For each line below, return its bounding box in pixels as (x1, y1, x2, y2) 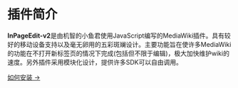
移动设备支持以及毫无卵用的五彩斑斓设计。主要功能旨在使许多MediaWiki (19, 40, 232, 48)
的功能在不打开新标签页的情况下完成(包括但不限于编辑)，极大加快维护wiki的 (7, 49, 230, 57)
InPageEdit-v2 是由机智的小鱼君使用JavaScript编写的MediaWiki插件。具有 (7, 31, 225, 40)
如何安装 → (7, 72, 41, 82)
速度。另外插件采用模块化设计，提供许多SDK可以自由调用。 (7, 57, 183, 66)
